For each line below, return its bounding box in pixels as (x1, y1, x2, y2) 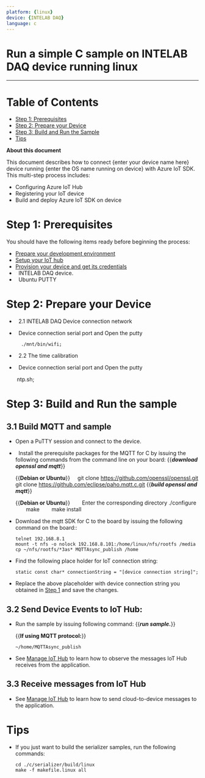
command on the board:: (15, 524, 77, 532)
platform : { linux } (6, 9, 53, 15)
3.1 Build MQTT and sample (6, 421, 112, 432)
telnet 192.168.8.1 (15, 536, 65, 542)
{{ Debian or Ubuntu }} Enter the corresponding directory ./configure (15, 499, 196, 506)
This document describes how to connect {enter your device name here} (6, 158, 189, 166)
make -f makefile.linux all (15, 767, 87, 773)
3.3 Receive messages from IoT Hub (6, 679, 146, 689)
